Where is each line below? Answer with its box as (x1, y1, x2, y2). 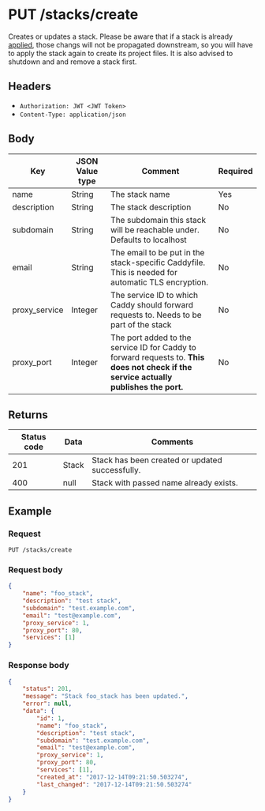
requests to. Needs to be (110, 309, 203, 320)
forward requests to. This (110, 352, 205, 363)
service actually (110, 372, 173, 383)
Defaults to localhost (110, 234, 187, 245)
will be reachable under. (110, 224, 200, 235)
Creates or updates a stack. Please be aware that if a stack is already (8, 32, 233, 41)
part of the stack (110, 319, 172, 330)
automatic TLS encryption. (110, 277, 209, 288)
